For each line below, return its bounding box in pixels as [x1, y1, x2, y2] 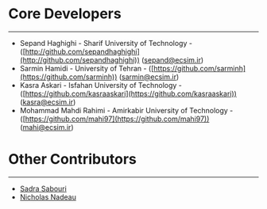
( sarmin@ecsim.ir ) [118, 72, 180, 82]
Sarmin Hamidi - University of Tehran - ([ [19, 63, 154, 73]
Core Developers [8, 5, 122, 23]
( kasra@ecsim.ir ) [19, 97, 76, 107]
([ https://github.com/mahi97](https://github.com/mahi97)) [19, 114, 210, 123]
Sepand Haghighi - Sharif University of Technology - [19, 38, 193, 47]
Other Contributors [8, 150, 137, 169]
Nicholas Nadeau [19, 192, 77, 202]
